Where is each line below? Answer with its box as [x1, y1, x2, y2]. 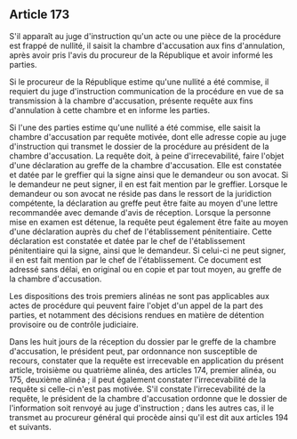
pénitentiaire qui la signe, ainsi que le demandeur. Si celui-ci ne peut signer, [9, 245, 286, 256]
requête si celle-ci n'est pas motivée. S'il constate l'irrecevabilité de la [9, 383, 266, 394]
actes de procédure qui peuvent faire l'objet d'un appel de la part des [9, 300, 264, 311]
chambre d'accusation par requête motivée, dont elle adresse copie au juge [9, 131, 287, 142]
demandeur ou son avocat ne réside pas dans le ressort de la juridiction [9, 188, 272, 199]
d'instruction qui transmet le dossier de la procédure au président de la [9, 141, 269, 151]
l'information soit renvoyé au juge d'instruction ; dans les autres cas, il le [9, 402, 274, 413]
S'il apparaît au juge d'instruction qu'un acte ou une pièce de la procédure [9, 30, 282, 41]
